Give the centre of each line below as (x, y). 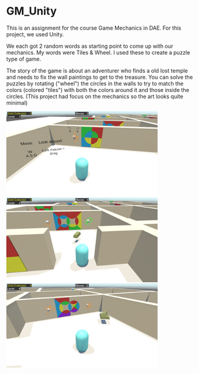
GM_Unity (32, 11)
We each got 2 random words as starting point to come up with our (90, 46)
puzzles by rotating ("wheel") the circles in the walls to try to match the (95, 84)
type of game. (24, 59)
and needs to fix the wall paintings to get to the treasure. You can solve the (100, 77)
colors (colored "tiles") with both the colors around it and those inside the (98, 90)
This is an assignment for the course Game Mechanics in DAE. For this (94, 28)
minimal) (17, 103)
